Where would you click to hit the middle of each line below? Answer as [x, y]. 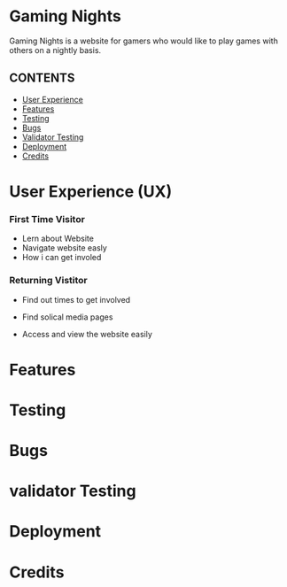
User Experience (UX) [91, 191]
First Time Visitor [47, 219]
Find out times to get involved [76, 299]
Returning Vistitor [49, 281]
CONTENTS [42, 78]
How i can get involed [62, 258]
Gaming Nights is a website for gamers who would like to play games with [144, 41]
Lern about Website [58, 239]
